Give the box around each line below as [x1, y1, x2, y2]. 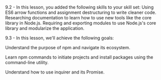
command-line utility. [5, 60, 49, 65]
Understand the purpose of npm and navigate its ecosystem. [5, 45, 130, 50]
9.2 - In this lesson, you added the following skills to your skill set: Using [5, 4, 154, 10]
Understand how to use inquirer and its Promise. [5, 69, 105, 75]
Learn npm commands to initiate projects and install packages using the [5, 54, 153, 60]
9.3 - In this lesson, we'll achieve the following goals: [5, 35, 114, 41]
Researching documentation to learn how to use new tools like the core [5, 15, 151, 20]
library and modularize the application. [5, 25, 85, 31]
